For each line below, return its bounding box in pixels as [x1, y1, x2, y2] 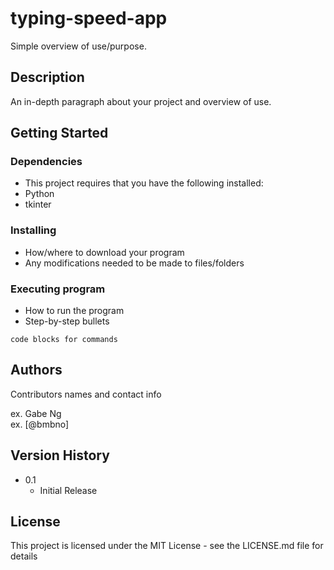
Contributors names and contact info [10, 388, 162, 400]
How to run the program [24, 305, 125, 317]
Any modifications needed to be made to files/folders [24, 257, 245, 269]
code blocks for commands [10, 335, 118, 345]
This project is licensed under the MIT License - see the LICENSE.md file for [10, 540, 324, 552]
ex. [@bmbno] [10, 418, 70, 430]
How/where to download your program [24, 246, 185, 258]
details [10, 550, 38, 562]
